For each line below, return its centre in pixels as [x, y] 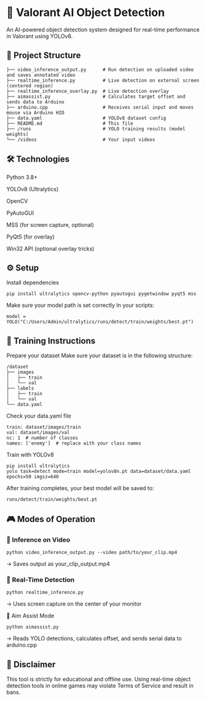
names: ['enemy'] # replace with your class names [74, 443]
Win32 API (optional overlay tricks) [50, 248]
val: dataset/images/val [38, 433]
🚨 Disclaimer [31, 664]
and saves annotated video [41, 75]
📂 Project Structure [44, 56]
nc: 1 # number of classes [42, 438]
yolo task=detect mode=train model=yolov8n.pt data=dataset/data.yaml [99, 472]
